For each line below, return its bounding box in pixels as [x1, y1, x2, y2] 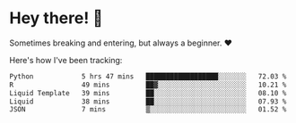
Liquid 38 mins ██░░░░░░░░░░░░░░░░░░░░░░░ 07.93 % [9, 97, 287, 106]
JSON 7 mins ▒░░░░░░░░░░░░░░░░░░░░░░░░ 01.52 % [9, 105, 287, 114]
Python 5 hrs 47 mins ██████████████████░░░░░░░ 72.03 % [9, 71, 287, 81]
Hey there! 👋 [9, 8, 103, 29]
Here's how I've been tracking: [9, 54, 123, 65]
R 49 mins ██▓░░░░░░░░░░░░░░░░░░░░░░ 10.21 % [9, 80, 287, 89]
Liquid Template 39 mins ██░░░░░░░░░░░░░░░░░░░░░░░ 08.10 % [9, 88, 287, 97]
